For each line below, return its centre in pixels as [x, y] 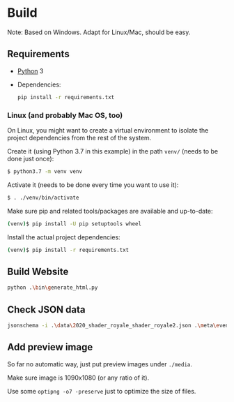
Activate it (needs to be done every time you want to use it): [93, 185]
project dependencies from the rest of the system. [79, 137]
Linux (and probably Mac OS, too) [65, 115]
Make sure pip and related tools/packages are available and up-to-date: [110, 211]
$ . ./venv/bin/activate [43, 198]
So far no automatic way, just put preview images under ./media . [100, 364]
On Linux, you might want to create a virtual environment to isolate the [108, 130]
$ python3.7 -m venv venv [45, 171]
